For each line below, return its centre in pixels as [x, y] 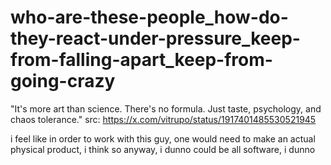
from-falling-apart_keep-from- [141, 60]
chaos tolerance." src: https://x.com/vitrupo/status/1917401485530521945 [163, 119]
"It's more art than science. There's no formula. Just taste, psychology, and [166, 108]
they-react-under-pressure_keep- [155, 38]
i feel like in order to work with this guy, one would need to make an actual [163, 138]
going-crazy [63, 81]
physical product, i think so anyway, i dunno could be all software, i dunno [163, 149]
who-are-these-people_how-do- [149, 17]
